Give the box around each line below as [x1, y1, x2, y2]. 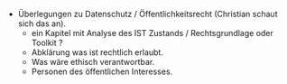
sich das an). [17, 18, 66, 29]
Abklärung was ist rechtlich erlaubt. [31, 47, 164, 58]
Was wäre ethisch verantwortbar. [31, 57, 155, 67]
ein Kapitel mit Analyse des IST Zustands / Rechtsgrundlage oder [31, 28, 273, 38]
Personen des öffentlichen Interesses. [31, 66, 173, 77]
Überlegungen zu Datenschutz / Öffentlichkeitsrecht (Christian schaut [17, 9, 278, 19]
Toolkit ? [31, 37, 63, 48]
